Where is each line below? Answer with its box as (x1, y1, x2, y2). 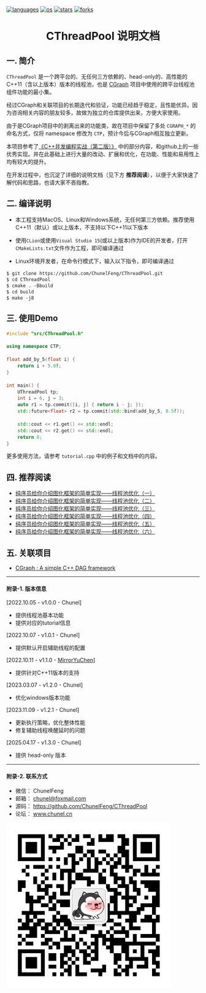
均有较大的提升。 (6, 158, 50, 165)
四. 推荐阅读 (6, 472, 51, 482)
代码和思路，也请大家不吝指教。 (11, 179, 93, 186)
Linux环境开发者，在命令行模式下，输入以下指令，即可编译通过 (15, 257, 175, 265)
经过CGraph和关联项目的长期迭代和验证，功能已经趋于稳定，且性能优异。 (6, 101, 193, 109)
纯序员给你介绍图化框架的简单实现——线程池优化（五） (15, 520, 155, 528)
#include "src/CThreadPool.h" (6, 330, 84, 337)
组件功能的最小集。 (6, 88, 55, 95)
